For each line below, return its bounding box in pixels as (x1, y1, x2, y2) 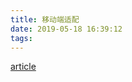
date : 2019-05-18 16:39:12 (10, 24, 123, 34)
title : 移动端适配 (10, 14, 80, 25)
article (10, 61, 37, 73)
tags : (10, 33, 33, 43)
